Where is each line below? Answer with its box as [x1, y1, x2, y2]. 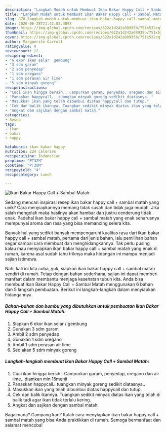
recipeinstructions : [5, 85, 48, 90]
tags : [5, 122, 16, 127]
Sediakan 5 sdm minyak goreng [12, 347, 77, 353]
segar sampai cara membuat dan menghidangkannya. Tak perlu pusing [5, 240, 150, 247]
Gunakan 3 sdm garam [12, 326, 59, 332]
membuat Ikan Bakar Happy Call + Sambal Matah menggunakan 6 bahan [5, 282, 153, 288]
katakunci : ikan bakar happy [5, 144, 65, 149]
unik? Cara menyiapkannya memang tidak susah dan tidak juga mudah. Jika [5, 205, 160, 211]
